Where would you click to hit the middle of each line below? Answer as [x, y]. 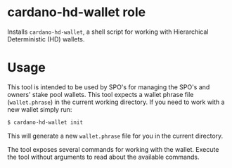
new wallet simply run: [40, 109]
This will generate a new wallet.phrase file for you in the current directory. [115, 136]
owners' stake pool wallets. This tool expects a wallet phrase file [101, 94]
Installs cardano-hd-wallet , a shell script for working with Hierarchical [108, 32]
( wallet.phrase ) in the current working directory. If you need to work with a [116, 102]
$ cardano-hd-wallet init [45, 122]
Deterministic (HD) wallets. [46, 39]
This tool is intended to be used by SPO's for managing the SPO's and [109, 87]
